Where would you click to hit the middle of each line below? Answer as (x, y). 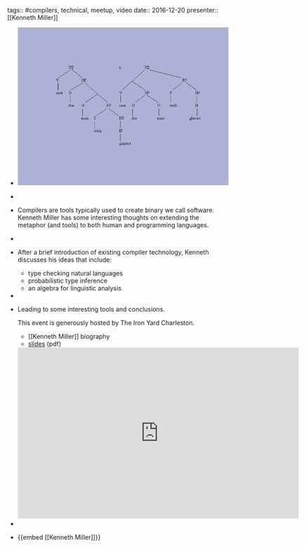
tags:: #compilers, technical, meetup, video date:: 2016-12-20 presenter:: (113, 10)
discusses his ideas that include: (65, 260)
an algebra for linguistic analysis (74, 288)
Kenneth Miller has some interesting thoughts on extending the (108, 218)
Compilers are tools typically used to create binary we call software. (116, 210)
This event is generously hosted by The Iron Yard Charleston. (106, 323)
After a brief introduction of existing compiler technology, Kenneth (113, 253)
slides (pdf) (45, 344)
